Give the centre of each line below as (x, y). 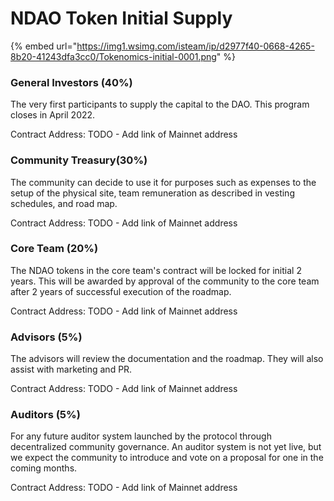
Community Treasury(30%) (79, 160)
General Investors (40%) (71, 82)
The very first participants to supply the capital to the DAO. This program (160, 104)
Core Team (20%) (54, 249)
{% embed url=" (44, 46)
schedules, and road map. (64, 203)
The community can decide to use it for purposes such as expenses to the (163, 182)
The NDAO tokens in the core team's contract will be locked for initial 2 (156, 270)
